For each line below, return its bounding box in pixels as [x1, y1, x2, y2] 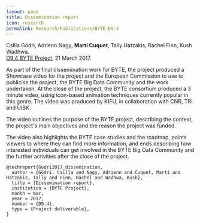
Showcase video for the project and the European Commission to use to [6, 72, 184, 80]
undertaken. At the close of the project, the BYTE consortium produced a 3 [6, 85, 192, 93]
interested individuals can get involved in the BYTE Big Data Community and [6, 146, 195, 154]
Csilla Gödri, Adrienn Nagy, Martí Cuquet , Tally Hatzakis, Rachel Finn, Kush [6, 42, 193, 49]
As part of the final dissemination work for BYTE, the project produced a [6, 66, 184, 74]
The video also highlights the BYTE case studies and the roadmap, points [6, 134, 187, 141]
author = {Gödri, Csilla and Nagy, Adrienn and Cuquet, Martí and [11, 170, 181, 176]
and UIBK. [6, 104, 31, 111]
